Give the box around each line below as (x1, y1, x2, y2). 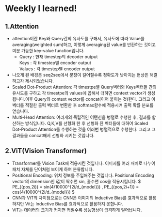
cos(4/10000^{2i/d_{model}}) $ (12, 189, 75, 195)
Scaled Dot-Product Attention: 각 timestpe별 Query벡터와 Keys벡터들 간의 (12, 84, 157, 90)
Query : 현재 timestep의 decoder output (19, 54, 98, 60)
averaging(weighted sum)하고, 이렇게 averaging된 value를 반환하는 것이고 (12, 42, 156, 47)
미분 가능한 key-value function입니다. (12, 48, 85, 53)
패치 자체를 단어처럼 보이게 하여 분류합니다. (12, 166, 94, 172)
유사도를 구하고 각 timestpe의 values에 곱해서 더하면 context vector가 (12, 90, 146, 96)
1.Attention (5, 22, 39, 31)
